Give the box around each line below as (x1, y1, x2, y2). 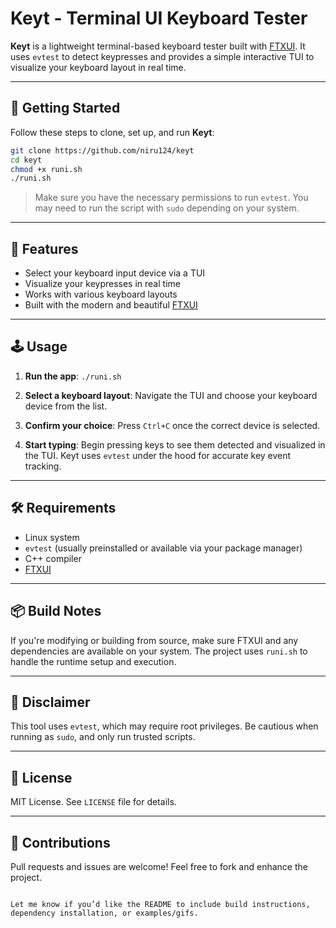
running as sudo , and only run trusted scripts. (10, 731, 196, 743)
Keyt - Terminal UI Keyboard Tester (10, 7, 308, 30)
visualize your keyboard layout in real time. (10, 61, 187, 73)
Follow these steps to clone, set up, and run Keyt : (10, 126, 215, 138)
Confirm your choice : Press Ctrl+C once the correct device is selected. (24, 419, 321, 431)
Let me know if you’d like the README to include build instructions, (10, 899, 311, 909)
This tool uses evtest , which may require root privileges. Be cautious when (10, 720, 319, 732)
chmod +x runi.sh (10, 164, 83, 174)
